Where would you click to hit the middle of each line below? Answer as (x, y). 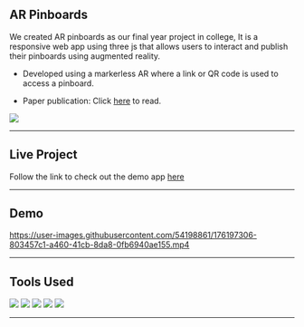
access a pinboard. (58, 83)
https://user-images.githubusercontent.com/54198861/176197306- (133, 236)
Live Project (44, 154)
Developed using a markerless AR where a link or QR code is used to (150, 73)
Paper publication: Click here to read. (92, 101)
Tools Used (42, 281)
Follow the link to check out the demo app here (97, 177)
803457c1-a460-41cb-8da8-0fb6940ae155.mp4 (100, 245)
